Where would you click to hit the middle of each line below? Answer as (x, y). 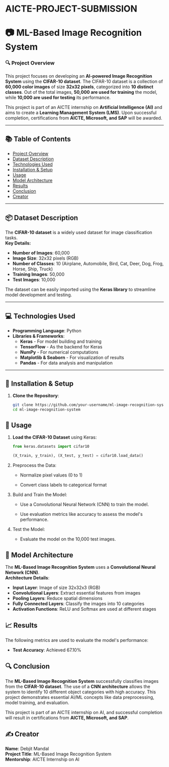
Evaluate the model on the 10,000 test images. (68, 539)
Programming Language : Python (47, 331)
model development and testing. (39, 295)
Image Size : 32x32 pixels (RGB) (46, 258)
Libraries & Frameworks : (38, 336)
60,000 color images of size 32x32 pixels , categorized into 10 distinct (79, 87)
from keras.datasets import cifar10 (51, 447)
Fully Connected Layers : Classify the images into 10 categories (78, 604)
